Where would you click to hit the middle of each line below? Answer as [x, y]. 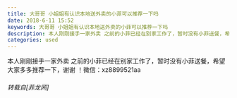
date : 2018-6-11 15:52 [41, 20]
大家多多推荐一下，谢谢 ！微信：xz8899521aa [74, 70]
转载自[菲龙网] [28, 87]
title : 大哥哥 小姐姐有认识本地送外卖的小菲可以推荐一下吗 [83, 14]
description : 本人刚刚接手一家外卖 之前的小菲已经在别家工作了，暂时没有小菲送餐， [116, 33]
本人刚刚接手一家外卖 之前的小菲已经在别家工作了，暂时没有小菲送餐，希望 [116, 61]
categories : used [33, 40]
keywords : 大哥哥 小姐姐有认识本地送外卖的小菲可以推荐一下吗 [88, 27]
